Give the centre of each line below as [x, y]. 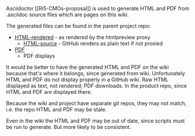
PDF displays [39, 56]
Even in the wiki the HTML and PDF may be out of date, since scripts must [95, 121]
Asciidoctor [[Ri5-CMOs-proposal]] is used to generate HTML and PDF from [98, 8]
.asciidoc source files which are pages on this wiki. [67, 15]
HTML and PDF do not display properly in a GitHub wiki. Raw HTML [87, 79]
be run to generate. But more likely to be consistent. [69, 127]
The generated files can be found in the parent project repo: [78, 26]
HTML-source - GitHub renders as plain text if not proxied [93, 43]
